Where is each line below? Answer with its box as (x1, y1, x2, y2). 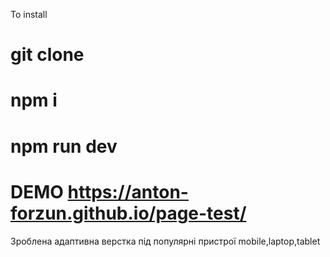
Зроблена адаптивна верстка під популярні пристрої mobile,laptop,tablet (10, 235, 321, 247)
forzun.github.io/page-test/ (10, 202, 247, 224)
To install (10, 9, 48, 20)
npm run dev (10, 135, 118, 158)
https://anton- (67, 180, 189, 203)
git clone (10, 44, 85, 66)
